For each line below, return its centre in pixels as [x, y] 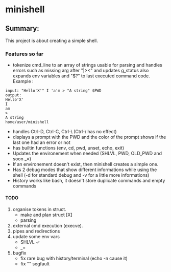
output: [14, 95]
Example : [23, 81]
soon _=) [22, 159]
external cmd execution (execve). [48, 225]
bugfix [19, 253]
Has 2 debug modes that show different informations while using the [85, 170]
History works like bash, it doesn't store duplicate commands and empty [89, 181]
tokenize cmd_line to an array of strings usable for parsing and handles [87, 65]
